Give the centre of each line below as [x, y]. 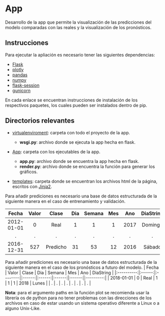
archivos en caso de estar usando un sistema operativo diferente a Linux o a [82, 303]
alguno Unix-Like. [23, 308]
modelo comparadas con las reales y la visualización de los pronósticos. [78, 27]
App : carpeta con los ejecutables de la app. [56, 152]
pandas [20, 75]
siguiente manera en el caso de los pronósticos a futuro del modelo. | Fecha [82, 267]
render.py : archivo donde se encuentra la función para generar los [87, 166]
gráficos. [28, 172]
